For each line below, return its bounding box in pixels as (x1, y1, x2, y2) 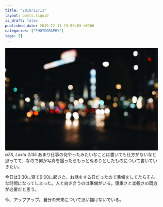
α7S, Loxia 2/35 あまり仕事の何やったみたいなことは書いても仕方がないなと (5, 151, 157, 157)
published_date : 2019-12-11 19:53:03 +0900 (5, 23, 95, 28)
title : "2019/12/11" (5, 8, 47, 13)
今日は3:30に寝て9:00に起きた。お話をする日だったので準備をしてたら (5, 174, 147, 180)
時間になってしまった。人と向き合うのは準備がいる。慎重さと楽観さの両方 (9, 180, 158, 186)
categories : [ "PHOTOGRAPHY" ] (5, 28, 64, 34)
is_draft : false (5, 18, 38, 23)
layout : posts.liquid (5, 13, 49, 18)
